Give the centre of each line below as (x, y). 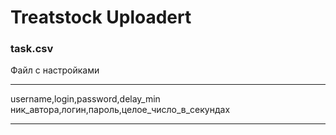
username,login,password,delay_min (85, 99)
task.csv (32, 49)
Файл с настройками (55, 70)
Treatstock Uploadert (101, 17)
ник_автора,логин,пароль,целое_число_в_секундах (120, 110)
